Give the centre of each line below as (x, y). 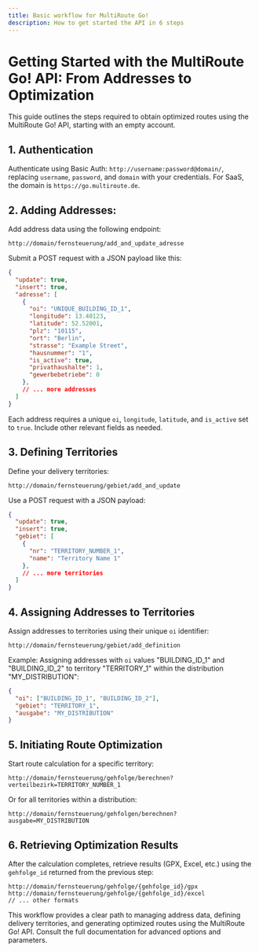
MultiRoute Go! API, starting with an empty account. (92, 125)
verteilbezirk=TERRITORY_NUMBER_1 (65, 785)
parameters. (28, 939)
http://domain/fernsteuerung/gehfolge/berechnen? (91, 778)
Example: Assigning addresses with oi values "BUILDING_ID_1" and (117, 660)
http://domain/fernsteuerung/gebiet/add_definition (94, 645)
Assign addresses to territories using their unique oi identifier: (109, 630)
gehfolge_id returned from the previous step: (81, 872)
